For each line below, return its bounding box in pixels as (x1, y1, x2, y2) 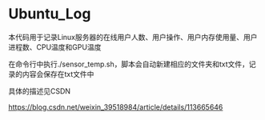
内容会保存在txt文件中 (22, 69, 94, 78)
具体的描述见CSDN (8, 86, 70, 96)
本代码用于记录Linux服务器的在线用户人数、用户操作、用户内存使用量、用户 (8, 32, 258, 42)
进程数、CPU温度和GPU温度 (8, 42, 102, 52)
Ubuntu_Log (8, 5, 91, 23)
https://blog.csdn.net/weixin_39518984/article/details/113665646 (8, 102, 223, 112)
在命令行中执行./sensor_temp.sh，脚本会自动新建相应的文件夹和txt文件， (8, 59, 250, 69)
